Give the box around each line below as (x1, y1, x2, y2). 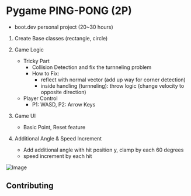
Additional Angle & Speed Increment (14, 135, 102, 142)
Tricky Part (23, 57, 50, 64)
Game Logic (14, 46, 44, 53)
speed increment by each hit (23, 152, 92, 159)
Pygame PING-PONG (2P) (6, 4, 133, 18)
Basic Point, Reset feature (23, 123, 86, 130)
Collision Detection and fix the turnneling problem (32, 63, 152, 71)
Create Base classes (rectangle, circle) (14, 35, 108, 42)
